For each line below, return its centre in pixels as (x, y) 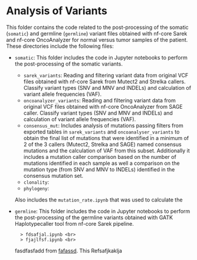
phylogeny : (36, 188)
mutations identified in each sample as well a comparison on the (101, 163)
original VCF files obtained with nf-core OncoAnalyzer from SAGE (103, 106)
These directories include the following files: (60, 46)
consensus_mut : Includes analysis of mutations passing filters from (104, 125)
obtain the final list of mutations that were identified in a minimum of (106, 138)
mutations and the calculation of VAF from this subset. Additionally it (106, 150)
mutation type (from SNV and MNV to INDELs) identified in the (99, 169)
